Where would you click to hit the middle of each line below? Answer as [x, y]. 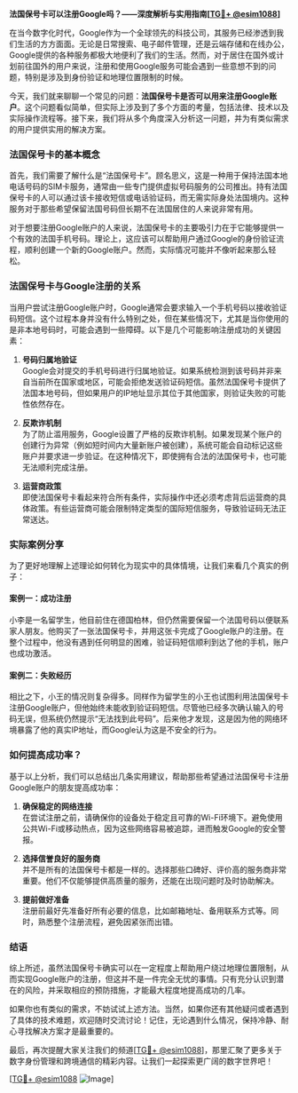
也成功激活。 [32, 653]
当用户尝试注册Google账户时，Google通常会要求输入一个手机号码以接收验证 [148, 307]
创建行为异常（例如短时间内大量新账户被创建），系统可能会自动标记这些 [152, 445]
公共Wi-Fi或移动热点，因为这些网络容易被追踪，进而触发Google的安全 [150, 828]
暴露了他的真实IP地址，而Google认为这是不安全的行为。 [119, 730]
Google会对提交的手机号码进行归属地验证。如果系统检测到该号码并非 [148, 370]
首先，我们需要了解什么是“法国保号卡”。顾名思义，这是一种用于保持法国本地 [149, 176]
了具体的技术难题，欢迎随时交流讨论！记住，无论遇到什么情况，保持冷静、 [145, 1019]
